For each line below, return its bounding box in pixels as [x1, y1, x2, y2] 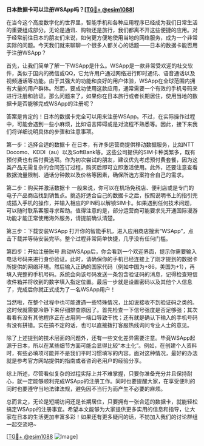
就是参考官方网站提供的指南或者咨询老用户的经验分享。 [6, 357, 144, 364]
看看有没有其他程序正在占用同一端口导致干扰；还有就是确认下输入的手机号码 [6, 314, 198, 321]
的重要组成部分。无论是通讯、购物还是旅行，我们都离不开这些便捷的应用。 [6, 27, 192, 33]
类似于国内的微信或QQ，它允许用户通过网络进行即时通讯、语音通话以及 [16, 70, 195, 76]
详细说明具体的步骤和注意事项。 [16, 128, 97, 135]
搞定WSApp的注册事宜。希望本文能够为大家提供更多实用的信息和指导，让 [6, 406, 190, 413]
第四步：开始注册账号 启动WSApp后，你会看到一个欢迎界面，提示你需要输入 [6, 248, 197, 255]
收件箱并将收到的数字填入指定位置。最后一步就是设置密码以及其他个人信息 [6, 279, 192, 285]
